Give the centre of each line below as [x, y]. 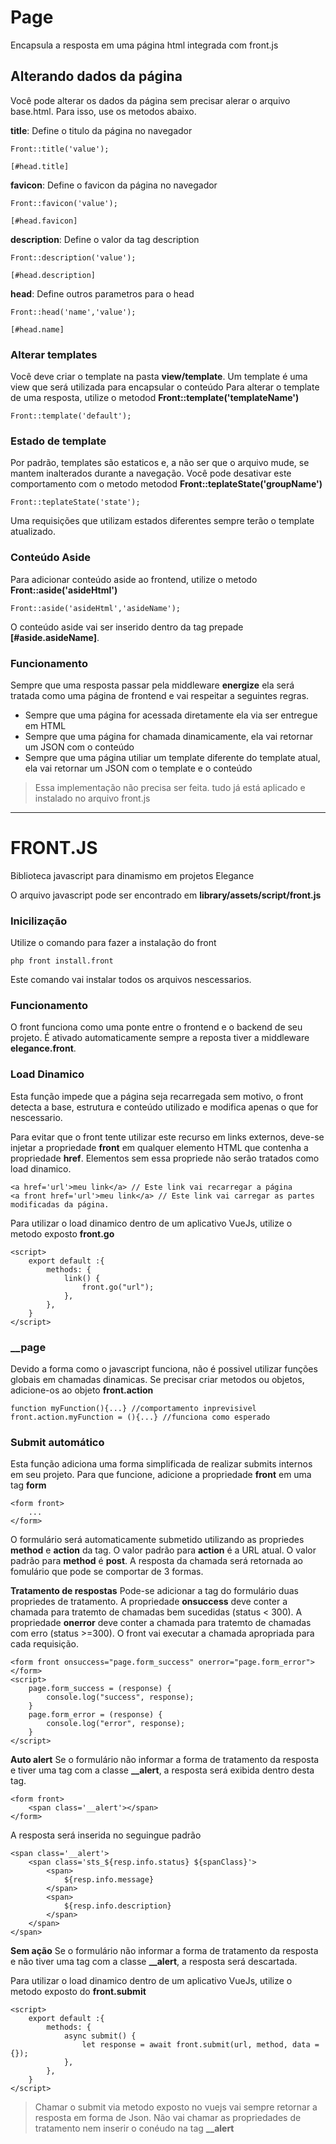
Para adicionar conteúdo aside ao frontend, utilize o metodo [134, 579]
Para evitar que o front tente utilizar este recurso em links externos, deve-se [167, 1137]
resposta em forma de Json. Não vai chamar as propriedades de [168, 2118]
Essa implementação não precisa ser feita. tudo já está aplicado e [170, 787]
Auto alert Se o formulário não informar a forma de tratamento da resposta [165, 1760]
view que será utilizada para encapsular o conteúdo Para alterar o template [165, 387]
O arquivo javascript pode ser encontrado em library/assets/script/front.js [166, 895]
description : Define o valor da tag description [105, 239]
